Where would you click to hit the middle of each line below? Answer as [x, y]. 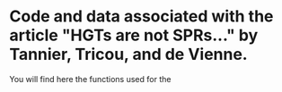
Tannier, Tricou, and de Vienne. [129, 54]
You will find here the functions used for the [90, 79]
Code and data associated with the [141, 17]
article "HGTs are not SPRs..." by [134, 35]
